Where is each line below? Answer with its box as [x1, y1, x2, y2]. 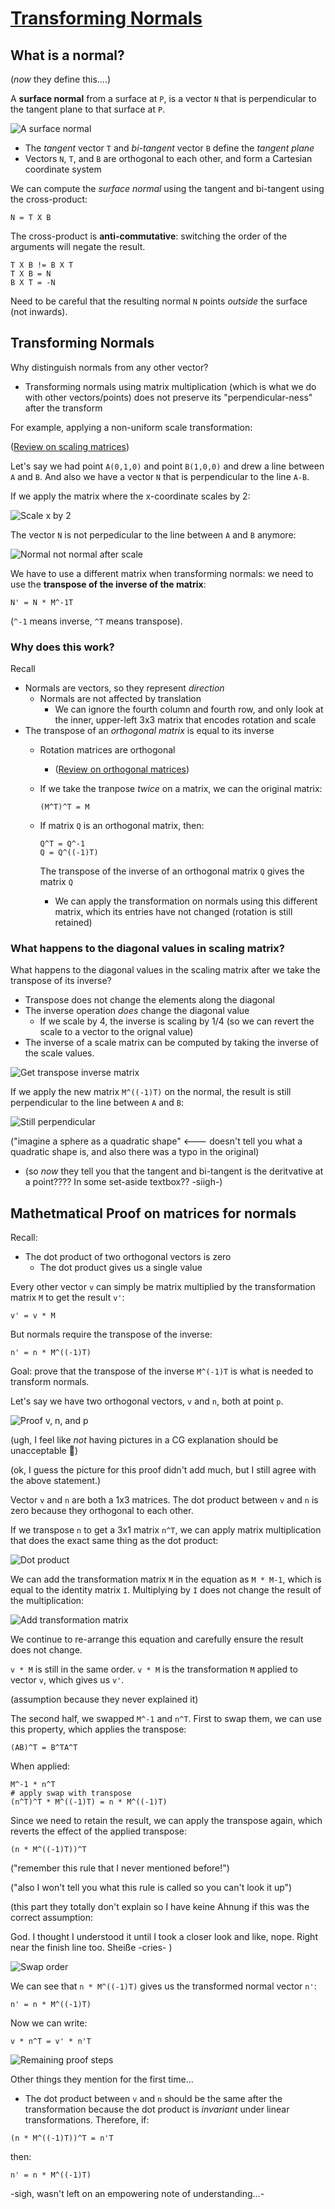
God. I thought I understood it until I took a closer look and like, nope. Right [10, 1931, 318, 1943]
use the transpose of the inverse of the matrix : [10, 578, 207, 590]
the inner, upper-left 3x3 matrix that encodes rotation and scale [54, 714, 317, 726]
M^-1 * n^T [10, 1780, 56, 1790]
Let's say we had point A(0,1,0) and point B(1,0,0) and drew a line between [10, 460, 325, 472]
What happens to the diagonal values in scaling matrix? [10, 942, 285, 956]
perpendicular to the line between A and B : [10, 1097, 185, 1109]
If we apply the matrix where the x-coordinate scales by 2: [10, 490, 251, 502]
